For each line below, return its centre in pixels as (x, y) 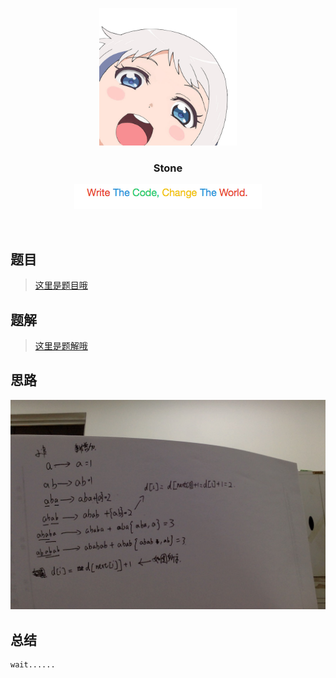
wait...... (33, 665)
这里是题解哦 (61, 345)
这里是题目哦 (61, 285)
